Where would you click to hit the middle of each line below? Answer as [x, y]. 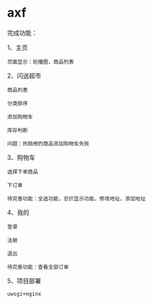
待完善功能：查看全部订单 [38, 267]
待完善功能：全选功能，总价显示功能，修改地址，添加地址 [76, 199]
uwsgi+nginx [24, 294]
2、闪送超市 [24, 75]
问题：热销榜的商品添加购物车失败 [48, 143]
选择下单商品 [23, 172]
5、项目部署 [24, 280]
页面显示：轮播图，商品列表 [41, 62]
